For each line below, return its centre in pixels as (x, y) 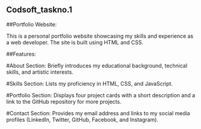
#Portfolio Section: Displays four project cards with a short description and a (101, 95)
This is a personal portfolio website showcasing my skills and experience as (100, 36)
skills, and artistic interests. (40, 72)
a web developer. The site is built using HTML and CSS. (75, 42)
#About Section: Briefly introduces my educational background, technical (97, 65)
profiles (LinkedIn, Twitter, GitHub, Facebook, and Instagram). (82, 119)
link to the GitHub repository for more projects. (64, 101)
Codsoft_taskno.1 (39, 10)
